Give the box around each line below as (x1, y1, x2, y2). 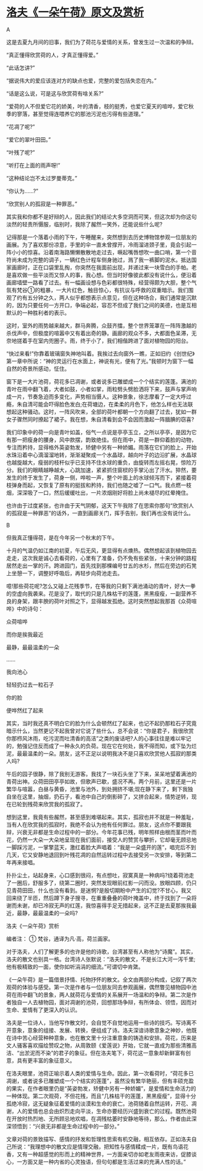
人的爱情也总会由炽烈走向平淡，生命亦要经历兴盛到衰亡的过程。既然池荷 (16, 1107, 197, 1115)
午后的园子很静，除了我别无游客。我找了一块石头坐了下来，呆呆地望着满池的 (6, 770, 197, 777)
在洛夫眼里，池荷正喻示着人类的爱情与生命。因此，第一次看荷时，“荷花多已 (6, 1069, 195, 1077)
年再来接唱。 (6, 858, 38, 866)
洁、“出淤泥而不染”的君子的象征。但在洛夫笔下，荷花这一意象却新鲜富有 (6, 1049, 186, 1056)
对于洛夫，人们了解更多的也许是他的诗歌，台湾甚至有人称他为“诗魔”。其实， (6, 948, 196, 955)
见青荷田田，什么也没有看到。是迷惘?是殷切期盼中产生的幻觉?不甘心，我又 (6, 887, 192, 894)
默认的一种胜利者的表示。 (6, 309, 70, 316)
